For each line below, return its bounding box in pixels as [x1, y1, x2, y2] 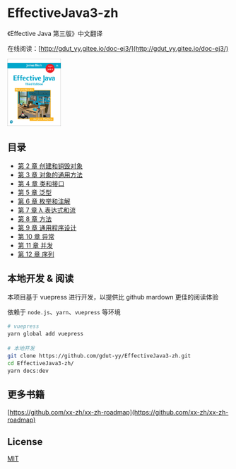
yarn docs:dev [7, 367, 49, 374]
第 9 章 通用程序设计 [17, 223, 77, 232]
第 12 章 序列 [17, 249, 54, 259]
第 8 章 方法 [17, 214, 52, 223]
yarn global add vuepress [7, 330, 83, 337]
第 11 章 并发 [17, 241, 53, 249]
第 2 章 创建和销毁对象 [17, 161, 83, 170]
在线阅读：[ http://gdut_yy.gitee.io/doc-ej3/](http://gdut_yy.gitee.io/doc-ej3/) [7, 44, 229, 52]
